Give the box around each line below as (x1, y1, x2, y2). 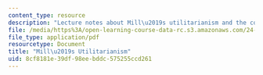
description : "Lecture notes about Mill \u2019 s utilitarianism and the (8, 19, 247, 27)
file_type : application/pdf (8, 33, 100, 41)
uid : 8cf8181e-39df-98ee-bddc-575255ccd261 (8, 55, 153, 63)
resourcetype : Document (8, 41, 86, 48)
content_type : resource (8, 11, 86, 20)
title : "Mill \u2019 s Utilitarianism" (8, 48, 131, 55)
